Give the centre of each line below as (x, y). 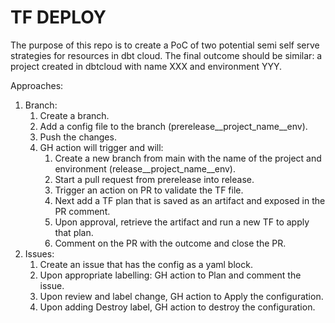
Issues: (39, 253)
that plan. (74, 232)
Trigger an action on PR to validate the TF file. (149, 190)
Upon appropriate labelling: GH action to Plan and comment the (170, 275)
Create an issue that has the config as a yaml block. (146, 264)
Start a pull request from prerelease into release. (154, 179)
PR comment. (82, 211)
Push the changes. (78, 137)
